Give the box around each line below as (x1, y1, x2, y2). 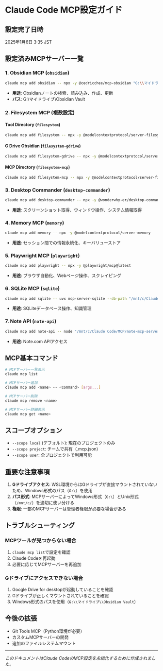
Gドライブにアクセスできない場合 (5, 574, 83, 581)
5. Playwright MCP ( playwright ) (5, 252, 80, 259)
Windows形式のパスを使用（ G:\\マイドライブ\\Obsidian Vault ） (12, 599, 139, 604)
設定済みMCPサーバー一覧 (5, 54, 84, 63)
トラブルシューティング (5, 521, 75, 530)
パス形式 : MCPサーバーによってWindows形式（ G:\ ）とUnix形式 (12, 494, 139, 499)
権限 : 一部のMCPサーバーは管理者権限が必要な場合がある (12, 506, 127, 512)
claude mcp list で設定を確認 (12, 549, 71, 555)
